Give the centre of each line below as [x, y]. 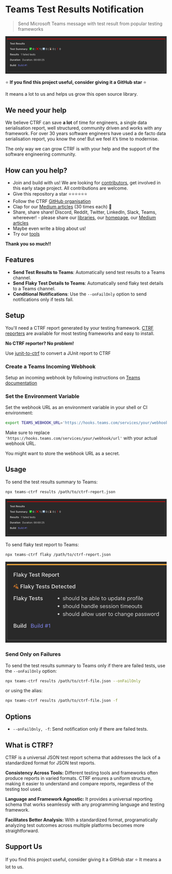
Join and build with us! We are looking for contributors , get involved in [87, 182]
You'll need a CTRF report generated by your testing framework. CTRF [80, 328]
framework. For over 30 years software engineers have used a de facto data [86, 134]
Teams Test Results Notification [75, 9]
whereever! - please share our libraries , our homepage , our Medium [84, 217]
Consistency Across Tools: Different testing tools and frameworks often [82, 773]
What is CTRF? [29, 745]
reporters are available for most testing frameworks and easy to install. [80, 333]
